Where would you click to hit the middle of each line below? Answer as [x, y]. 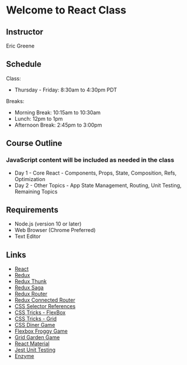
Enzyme [24, 356]
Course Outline [34, 143]
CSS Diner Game [35, 325]
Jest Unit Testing [35, 350]
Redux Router [31, 294]
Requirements [32, 209]
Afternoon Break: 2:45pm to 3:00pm [58, 125]
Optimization [30, 179]
